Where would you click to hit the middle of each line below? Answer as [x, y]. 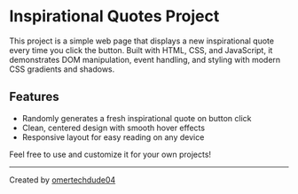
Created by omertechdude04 [63, 180]
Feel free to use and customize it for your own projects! [110, 154]
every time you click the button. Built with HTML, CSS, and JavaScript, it [141, 50]
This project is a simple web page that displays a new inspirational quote [142, 41]
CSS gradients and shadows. [62, 69]
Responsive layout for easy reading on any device [113, 137]
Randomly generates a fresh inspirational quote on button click [137, 118]
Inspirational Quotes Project [114, 16]
